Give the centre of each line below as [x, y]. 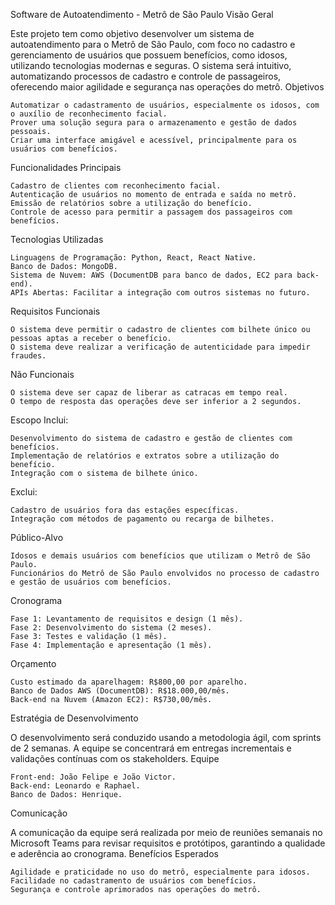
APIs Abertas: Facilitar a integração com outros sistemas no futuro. [160, 293]
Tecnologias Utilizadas [57, 239]
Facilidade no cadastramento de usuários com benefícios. [133, 881]
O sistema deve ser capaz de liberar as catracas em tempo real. [149, 393]
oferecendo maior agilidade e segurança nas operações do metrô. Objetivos [167, 87]
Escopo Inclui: [39, 420]
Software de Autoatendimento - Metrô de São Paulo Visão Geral [142, 14]
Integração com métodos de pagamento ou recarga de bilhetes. [142, 519]
